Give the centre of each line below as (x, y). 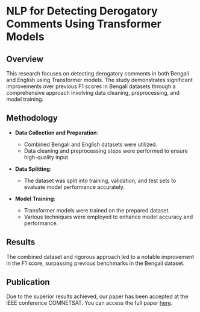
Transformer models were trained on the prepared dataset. (97, 210)
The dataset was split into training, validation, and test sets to (100, 180)
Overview (25, 59)
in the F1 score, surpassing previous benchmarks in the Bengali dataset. (95, 263)
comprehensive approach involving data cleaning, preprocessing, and (93, 93)
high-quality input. (47, 157)
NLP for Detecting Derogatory (82, 11)
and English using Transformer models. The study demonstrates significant (99, 80)
